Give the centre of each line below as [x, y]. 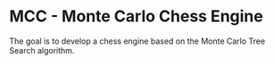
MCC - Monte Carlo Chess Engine [136, 16]
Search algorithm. [42, 50]
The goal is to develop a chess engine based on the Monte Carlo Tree [137, 41]
